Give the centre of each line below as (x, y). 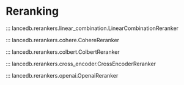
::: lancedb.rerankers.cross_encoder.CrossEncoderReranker (81, 64)
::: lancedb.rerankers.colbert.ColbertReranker (63, 52)
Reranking (32, 11)
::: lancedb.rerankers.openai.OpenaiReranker (62, 75)
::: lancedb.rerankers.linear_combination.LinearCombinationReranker (92, 28)
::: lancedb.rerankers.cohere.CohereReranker (63, 40)
